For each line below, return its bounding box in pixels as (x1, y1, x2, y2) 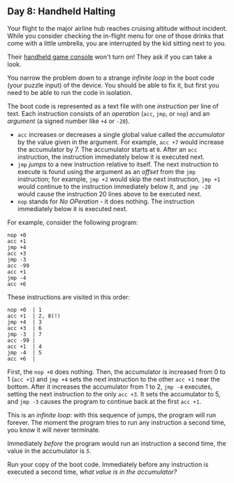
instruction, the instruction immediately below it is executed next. (17, 152, 205, 161)
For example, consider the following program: (7, 218, 138, 226)
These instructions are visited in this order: (7, 293, 131, 301)
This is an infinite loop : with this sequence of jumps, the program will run (7, 410, 217, 419)
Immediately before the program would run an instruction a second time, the (7, 439, 227, 447)
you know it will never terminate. (7, 426, 101, 434)
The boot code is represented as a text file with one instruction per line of (7, 101, 219, 110)
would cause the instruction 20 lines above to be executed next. (17, 189, 202, 198)
